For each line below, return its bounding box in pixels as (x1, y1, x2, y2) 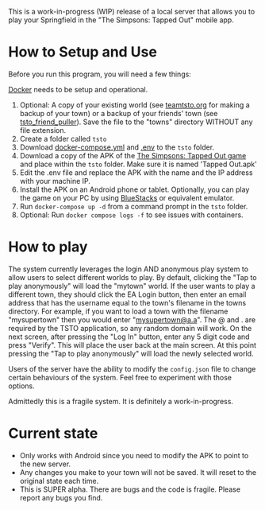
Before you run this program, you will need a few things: (8, 69, 192, 79)
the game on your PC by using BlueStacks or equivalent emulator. (19, 193, 235, 202)
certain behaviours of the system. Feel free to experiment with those (8, 372, 232, 382)
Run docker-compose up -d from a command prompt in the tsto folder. (19, 201, 248, 211)
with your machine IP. (19, 176, 91, 185)
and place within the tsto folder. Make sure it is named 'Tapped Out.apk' (19, 159, 258, 169)
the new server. (19, 459, 71, 469)
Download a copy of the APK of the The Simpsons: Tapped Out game (19, 150, 247, 160)
